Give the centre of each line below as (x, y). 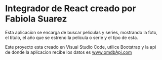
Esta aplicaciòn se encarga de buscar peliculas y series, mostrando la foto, (81, 32)
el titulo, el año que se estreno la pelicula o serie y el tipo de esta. (72, 38)
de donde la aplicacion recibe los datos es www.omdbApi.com (69, 52)
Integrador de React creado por (71, 9)
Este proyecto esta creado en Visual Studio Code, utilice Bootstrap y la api (81, 47)
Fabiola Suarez (36, 19)
